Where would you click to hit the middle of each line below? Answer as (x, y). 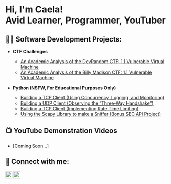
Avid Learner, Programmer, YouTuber (86, 20)
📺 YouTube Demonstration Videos (61, 131)
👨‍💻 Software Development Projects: (63, 39)
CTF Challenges (30, 52)
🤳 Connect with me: (37, 162)
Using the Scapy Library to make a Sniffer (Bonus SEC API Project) (91, 114)
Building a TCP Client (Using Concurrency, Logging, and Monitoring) (92, 98)
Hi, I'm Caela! (34, 9)
